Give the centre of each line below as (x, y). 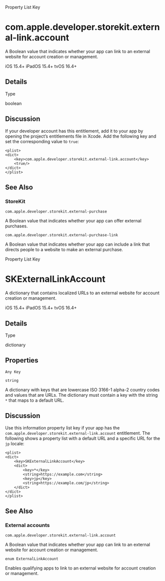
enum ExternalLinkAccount (32, 559)
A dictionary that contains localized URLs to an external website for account (82, 293)
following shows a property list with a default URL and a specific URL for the (83, 438)
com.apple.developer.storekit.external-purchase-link (62, 235)
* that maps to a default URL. (35, 400)
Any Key (13, 372)
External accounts (28, 525)
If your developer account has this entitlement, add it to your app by (74, 131)
